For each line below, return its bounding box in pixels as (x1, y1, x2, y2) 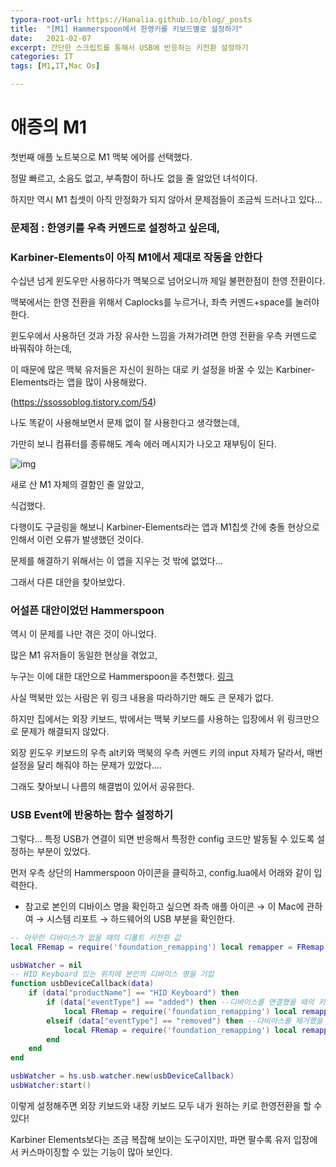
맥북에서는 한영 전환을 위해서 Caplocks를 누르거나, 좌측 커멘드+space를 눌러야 (10, 296, 320, 308)
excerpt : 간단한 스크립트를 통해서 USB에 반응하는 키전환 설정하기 (10, 42, 249, 53)
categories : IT (10, 52, 74, 62)
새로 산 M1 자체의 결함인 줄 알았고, (10, 479, 145, 491)
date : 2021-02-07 (10, 33, 92, 43)
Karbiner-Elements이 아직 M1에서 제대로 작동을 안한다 (10, 250, 263, 264)
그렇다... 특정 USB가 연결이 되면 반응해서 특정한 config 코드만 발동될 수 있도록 (10, 832, 315, 845)
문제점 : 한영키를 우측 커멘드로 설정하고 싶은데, (10, 221, 221, 235)
